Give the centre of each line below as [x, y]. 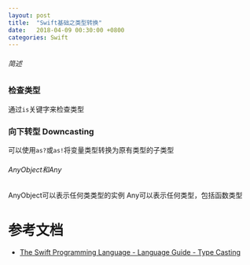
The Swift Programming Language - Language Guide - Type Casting [130, 252]
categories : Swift [38, 37]
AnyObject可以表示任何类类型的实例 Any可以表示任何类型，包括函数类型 [125, 195]
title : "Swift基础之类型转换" [55, 23]
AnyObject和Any [35, 169]
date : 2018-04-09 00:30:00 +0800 [66, 30]
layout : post [29, 15]
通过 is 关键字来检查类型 [46, 109]
